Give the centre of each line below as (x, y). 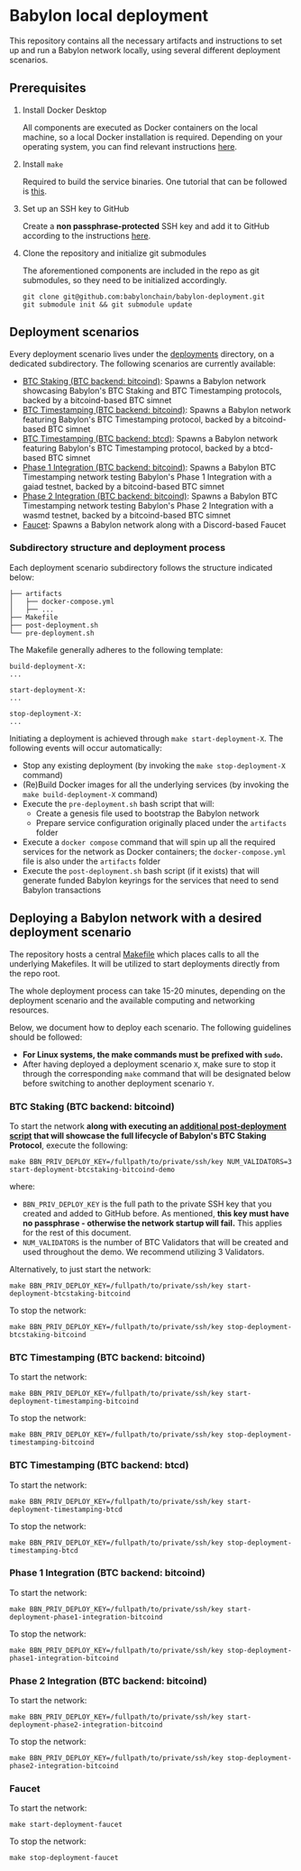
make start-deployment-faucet (66, 1825)
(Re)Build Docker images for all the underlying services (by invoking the (155, 784)
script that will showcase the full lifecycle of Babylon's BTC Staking (138, 1135)
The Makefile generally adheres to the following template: (116, 649)
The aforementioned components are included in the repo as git (141, 271)
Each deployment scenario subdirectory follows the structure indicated (141, 567)
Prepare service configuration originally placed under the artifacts (161, 822)
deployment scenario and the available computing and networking (132, 1000)
